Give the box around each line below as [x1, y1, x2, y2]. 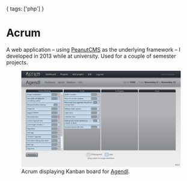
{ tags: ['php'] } [6, 5, 44, 12]
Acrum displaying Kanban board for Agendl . [21, 168, 130, 175]
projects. [6, 58, 28, 66]
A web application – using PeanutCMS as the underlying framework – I [6, 46, 180, 53]
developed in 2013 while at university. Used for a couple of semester [6, 52, 176, 60]
